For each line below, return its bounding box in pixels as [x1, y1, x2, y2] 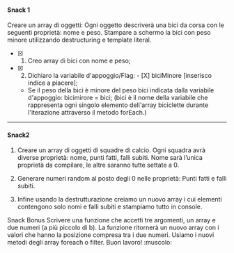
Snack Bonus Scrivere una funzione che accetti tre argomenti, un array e [7, 216, 216, 225]
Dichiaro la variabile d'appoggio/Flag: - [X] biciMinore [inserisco [27, 72, 212, 80]
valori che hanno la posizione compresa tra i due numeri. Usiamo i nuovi [7, 231, 214, 239]
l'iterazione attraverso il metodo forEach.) [27, 108, 148, 117]
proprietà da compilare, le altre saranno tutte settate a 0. [17, 161, 180, 170]
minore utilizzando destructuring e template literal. [7, 35, 152, 44]
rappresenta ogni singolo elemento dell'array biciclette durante [27, 101, 209, 109]
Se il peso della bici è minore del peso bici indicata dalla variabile [27, 86, 214, 95]
